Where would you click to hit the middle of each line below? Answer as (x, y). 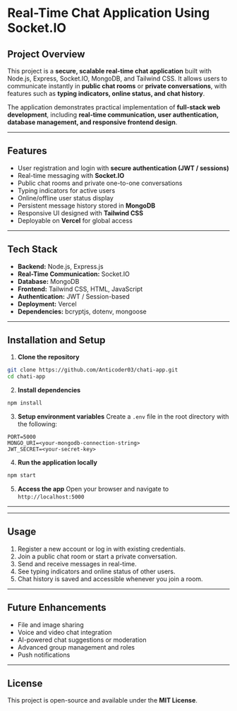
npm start (22, 476)
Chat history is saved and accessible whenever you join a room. (110, 579)
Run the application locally (57, 462)
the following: (37, 424)
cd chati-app (26, 377)
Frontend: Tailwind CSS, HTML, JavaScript (80, 289)
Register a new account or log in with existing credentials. (101, 549)
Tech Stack (32, 250)
